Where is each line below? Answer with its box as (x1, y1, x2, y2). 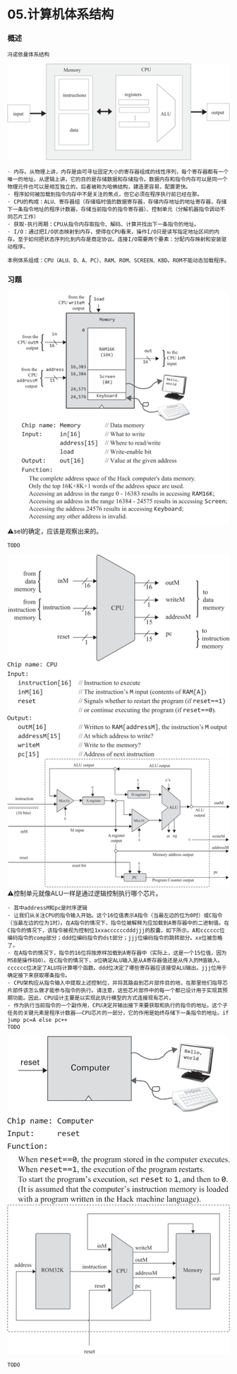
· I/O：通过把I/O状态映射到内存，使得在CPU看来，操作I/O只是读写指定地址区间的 (7, 229, 214, 236)
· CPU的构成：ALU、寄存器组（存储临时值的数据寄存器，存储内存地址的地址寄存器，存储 (7, 198, 227, 205)
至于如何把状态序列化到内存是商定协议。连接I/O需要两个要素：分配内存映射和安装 (17, 236, 222, 243)
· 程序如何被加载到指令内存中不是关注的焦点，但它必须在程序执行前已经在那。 (7, 191, 203, 198)
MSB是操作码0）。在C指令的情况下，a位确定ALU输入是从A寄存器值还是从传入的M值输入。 (7, 957, 224, 964)
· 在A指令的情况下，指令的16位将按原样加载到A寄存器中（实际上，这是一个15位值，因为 (7, 949, 227, 956)
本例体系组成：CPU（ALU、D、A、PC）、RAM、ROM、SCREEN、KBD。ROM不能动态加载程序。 (7, 257, 230, 265)
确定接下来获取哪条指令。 (7, 972, 71, 979)
